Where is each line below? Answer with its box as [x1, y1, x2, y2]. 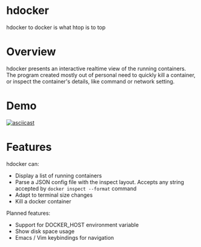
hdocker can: [6, 160, 39, 167]
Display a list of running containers [15, 172, 102, 179]
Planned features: [6, 209, 50, 217]
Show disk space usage [15, 228, 74, 235]
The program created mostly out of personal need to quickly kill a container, [6, 71, 196, 79]
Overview [6, 45, 56, 59]
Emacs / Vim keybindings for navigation [15, 234, 114, 241]
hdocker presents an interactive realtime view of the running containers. [6, 65, 186, 72]
